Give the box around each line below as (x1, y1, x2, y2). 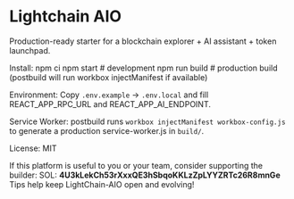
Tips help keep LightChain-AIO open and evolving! (9, 178, 195, 189)
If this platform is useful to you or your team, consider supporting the (9, 160, 264, 170)
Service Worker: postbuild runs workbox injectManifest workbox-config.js (9, 116, 286, 127)
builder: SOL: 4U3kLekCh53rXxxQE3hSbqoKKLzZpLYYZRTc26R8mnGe (9, 170, 281, 180)
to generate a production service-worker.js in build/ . (9, 125, 205, 136)
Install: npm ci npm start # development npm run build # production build (9, 62, 278, 73)
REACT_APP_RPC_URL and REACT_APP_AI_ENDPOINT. (9, 98, 212, 109)
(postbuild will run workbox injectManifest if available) (9, 71, 208, 82)
